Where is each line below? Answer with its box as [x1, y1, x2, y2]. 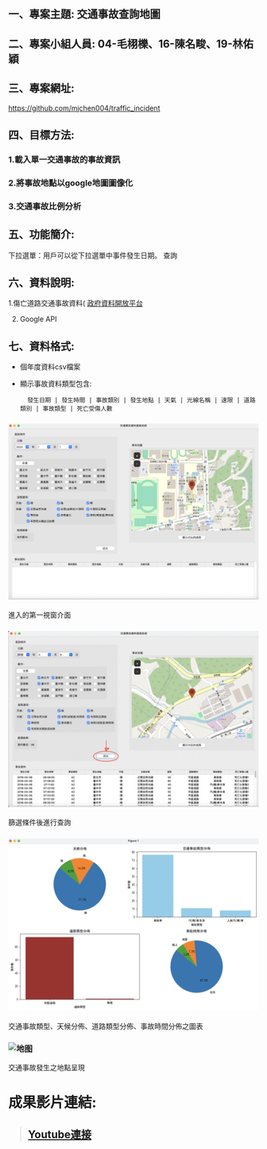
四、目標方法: [8, 128, 75, 142]
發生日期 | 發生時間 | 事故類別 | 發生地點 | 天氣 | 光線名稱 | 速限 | [27, 396, 241, 404]
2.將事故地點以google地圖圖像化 [8, 177, 133, 189]
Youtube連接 [27, 1128, 92, 1141]
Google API [19, 314, 57, 324]
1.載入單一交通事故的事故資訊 [8, 154, 121, 165]
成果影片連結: [8, 1093, 97, 1112]
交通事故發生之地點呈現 [8, 1063, 85, 1073]
